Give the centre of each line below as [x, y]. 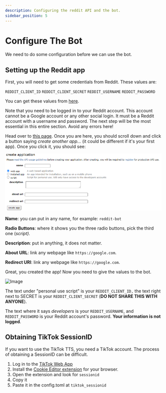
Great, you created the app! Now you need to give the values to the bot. [78, 272]
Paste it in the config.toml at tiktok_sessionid [59, 385]
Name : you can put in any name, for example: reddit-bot [63, 219]
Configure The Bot [44, 41]
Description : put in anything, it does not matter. [54, 243]
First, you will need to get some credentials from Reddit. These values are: [81, 82]
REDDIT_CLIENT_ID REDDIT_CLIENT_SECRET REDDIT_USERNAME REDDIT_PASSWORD [80, 92]
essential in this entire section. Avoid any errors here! [59, 127]
